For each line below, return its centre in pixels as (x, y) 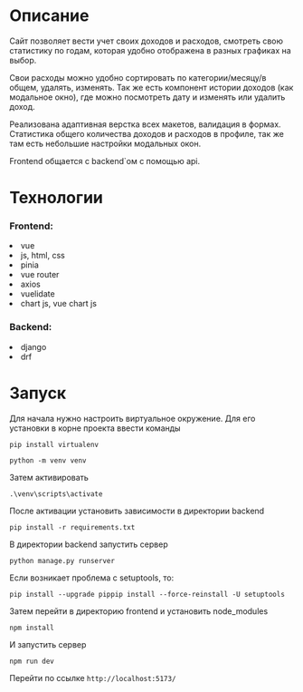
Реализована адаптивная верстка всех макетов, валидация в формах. (146, 124)
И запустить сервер (48, 644)
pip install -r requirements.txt (72, 527)
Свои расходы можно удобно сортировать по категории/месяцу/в (138, 77)
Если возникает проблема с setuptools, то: (92, 578)
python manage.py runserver (62, 560)
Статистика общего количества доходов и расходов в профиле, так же (147, 133)
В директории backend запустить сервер (89, 544)
